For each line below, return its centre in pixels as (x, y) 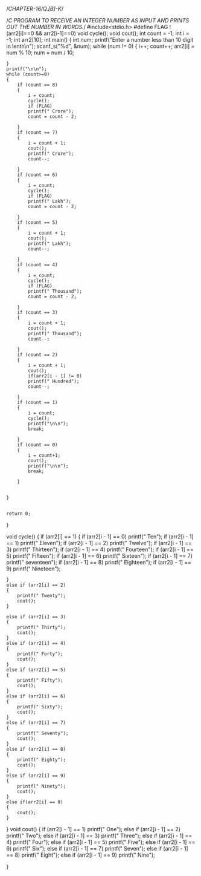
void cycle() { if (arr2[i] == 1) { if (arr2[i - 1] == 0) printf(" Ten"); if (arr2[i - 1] (100, 537)
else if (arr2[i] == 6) (36, 696)
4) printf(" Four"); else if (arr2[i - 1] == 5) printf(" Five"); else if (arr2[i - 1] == (101, 842)
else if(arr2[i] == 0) (35, 802)
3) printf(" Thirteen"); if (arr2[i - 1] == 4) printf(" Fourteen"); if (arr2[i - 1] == (100, 549)
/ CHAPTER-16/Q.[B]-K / (35, 9)
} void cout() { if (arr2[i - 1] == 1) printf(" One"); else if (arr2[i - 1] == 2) (94, 829)
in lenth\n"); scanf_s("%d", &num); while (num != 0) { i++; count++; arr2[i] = (101, 46)
